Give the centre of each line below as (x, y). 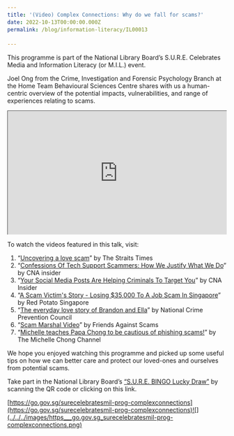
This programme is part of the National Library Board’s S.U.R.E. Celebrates (114, 58)
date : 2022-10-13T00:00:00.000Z (54, 22)
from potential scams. (38, 368)
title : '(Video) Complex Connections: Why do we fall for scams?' (106, 15)
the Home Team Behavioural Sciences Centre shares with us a (96, 86)
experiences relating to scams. (52, 101)
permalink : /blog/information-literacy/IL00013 (78, 29)
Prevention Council (45, 317)
